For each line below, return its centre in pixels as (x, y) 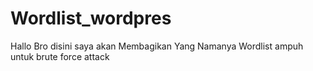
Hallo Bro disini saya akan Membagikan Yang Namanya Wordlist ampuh (157, 46)
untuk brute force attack (60, 56)
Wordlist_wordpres (91, 18)
